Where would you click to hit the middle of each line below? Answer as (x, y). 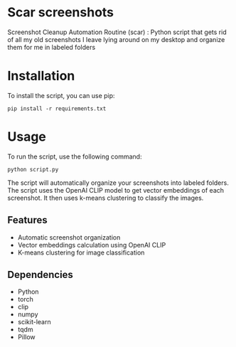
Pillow (26, 337)
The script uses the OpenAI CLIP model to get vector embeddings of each (116, 190)
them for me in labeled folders (52, 47)
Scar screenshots (61, 12)
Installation (41, 76)
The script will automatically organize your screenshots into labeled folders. (118, 183)
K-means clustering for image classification (81, 252)
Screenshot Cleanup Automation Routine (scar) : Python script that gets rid (117, 32)
